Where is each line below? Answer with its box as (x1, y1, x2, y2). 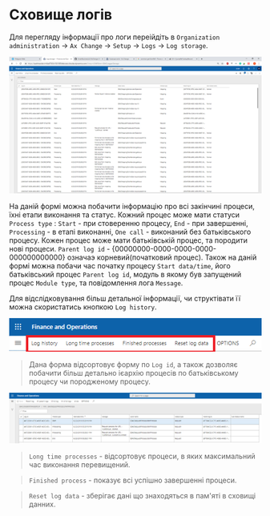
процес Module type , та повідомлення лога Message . (9, 278, 183, 288)
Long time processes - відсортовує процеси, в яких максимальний (28, 451, 256, 462)
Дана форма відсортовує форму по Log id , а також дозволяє (28, 360, 239, 369)
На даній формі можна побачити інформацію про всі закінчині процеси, (9, 201, 256, 211)
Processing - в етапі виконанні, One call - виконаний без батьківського (9, 227, 252, 236)
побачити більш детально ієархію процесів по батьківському (28, 369, 239, 378)
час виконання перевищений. (28, 460, 131, 470)
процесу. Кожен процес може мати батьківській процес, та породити (9, 235, 248, 245)
